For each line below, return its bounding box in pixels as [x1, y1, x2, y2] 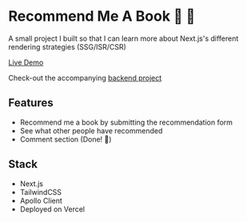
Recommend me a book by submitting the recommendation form [19, 117, 233, 127]
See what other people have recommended [19, 125, 163, 135]
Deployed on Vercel [19, 204, 86, 214]
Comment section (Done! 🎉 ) [19, 134, 112, 144]
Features [8, 96, 54, 110]
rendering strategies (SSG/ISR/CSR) [8, 42, 126, 51]
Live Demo [8, 57, 44, 67]
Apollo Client [19, 196, 62, 205]
